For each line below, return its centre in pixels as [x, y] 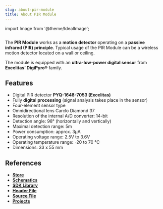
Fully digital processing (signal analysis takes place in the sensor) [80, 100]
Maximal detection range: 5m [42, 126]
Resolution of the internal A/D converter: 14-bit [60, 116]
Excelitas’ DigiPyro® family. [34, 68]
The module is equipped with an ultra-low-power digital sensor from [76, 62]
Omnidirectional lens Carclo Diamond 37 [54, 111]
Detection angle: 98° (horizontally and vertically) [62, 121]
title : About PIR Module [31, 14]
